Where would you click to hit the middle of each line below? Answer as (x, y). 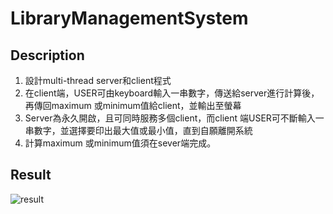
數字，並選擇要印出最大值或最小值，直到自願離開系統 (143, 130)
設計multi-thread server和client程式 (98, 80)
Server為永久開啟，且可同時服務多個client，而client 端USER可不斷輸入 (170, 118)
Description (47, 55)
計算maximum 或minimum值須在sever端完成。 (120, 143)
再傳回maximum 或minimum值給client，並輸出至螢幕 (133, 105)
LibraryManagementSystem (129, 18)
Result (31, 175)
